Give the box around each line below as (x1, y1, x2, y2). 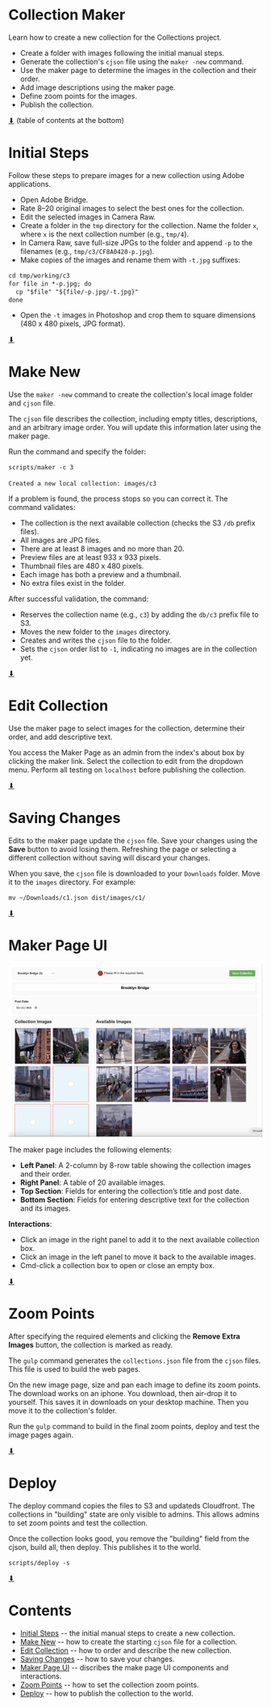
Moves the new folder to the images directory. (19, 626, 172, 636)
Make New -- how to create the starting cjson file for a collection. (19, 1636, 238, 1646)
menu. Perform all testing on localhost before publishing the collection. (8, 765, 246, 774)
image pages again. (8, 1430, 74, 1440)
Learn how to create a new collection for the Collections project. (8, 32, 222, 42)
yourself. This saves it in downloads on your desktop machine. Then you (8, 1397, 249, 1407)
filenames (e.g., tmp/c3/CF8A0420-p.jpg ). (19, 246, 155, 256)
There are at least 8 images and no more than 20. (19, 544, 185, 554)
